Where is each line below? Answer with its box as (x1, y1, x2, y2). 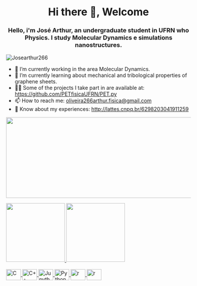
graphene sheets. (14, 78, 57, 85)
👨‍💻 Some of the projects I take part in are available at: (14, 85, 145, 92)
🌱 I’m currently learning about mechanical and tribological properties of (14, 72, 188, 79)
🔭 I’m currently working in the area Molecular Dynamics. (14, 66, 151, 73)
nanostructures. (74, 41, 123, 49)
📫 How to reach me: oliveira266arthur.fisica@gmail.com (14, 97, 152, 105)
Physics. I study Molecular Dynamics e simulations (24, 33, 173, 42)
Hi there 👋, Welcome (47, 5, 150, 19)
